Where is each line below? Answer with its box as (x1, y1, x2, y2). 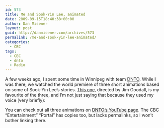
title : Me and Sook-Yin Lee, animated (5, 12, 85, 17)
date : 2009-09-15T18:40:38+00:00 (5, 16, 75, 21)
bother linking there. (5, 118, 47, 124)
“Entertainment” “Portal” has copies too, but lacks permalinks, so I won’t (5, 112, 153, 118)
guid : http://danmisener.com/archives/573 (5, 30, 94, 35)
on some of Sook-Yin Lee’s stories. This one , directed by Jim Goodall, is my (5, 87, 160, 93)
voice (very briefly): (5, 97, 46, 103)
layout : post (5, 26, 32, 31)
